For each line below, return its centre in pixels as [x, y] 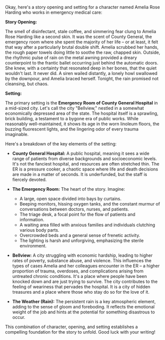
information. [32, 220]
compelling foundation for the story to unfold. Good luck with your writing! [80, 332]
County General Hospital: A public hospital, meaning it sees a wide [81, 153]
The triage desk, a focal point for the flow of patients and [77, 214]
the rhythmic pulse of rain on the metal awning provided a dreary [71, 58]
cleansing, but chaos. [27, 84]
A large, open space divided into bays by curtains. [70, 199]
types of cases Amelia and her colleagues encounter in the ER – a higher [86, 266]
